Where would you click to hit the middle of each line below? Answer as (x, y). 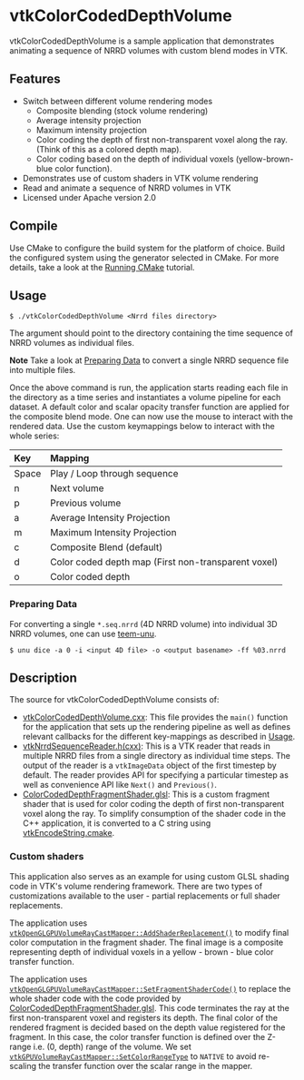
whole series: (34, 436)
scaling (23, 1065)
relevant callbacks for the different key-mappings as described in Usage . (159, 737)
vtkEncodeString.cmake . (69, 833)
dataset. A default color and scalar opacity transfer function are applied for (150, 407)
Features (35, 79)
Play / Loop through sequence (114, 474)
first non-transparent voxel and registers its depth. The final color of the (144, 1017)
